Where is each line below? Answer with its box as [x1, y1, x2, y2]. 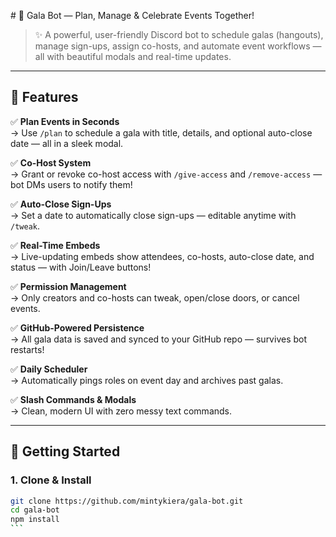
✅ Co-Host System [10, 156, 92, 169]
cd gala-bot [10, 505, 60, 515]
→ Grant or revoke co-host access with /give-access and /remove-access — [10, 168, 323, 180]
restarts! [10, 343, 45, 355]
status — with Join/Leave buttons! [10, 261, 152, 273]
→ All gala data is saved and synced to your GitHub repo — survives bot [10, 333, 308, 345]
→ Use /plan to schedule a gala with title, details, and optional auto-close [10, 126, 313, 139]
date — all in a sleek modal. [10, 137, 124, 149]
